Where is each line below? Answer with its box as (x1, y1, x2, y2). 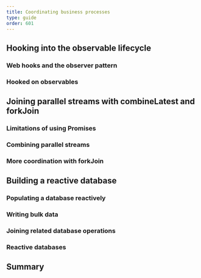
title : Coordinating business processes (6, 9, 111, 15)
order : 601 (6, 20, 34, 26)
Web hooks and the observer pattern (6, 61, 118, 69)
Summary (6, 262, 44, 272)
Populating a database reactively (6, 194, 106, 202)
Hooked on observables (6, 77, 79, 86)
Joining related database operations (6, 226, 116, 235)
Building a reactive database (6, 176, 117, 186)
